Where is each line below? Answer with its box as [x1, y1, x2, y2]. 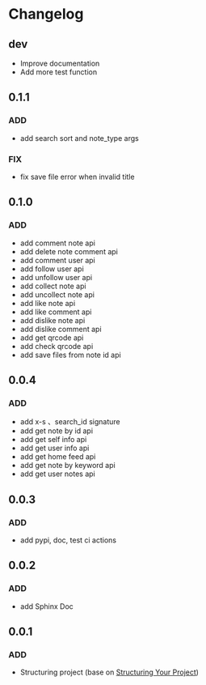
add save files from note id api [19, 350, 121, 360]
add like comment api [19, 307, 92, 317]
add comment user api [19, 255, 95, 265]
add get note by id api [19, 426, 94, 436]
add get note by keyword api [19, 461, 116, 470]
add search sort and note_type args [19, 133, 139, 143]
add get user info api [19, 443, 90, 453]
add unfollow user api [19, 272, 93, 282]
